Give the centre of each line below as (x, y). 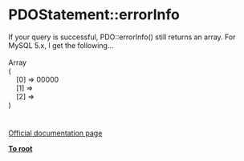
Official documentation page (55, 133)
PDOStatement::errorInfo (94, 15)
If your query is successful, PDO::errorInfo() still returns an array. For (122, 37)
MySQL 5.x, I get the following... (61, 45)
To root (20, 149)
